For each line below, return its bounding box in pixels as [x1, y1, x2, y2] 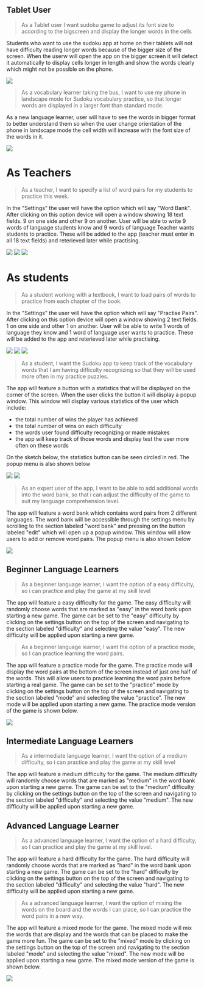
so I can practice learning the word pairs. [21, 650, 125, 657]
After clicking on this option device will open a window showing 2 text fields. [6, 316, 199, 323]
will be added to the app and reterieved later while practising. [6, 335, 160, 343]
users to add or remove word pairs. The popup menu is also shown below [6, 535, 191, 542]
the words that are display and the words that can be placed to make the [6, 931, 188, 938]
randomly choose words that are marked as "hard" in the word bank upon [6, 862, 191, 869]
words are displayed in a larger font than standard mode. [21, 101, 164, 109]
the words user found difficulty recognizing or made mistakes [15, 429, 170, 436]
